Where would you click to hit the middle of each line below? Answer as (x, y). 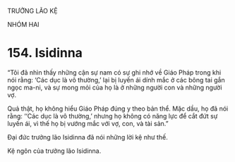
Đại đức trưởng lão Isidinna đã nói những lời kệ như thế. (88, 137)
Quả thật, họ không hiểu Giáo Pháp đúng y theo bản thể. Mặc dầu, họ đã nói (118, 108)
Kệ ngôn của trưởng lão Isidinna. (54, 151)
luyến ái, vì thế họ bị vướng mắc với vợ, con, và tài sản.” (88, 123)
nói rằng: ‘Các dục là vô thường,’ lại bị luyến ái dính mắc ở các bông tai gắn (116, 80)
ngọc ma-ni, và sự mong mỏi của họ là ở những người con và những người (115, 87)
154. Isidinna (45, 53)
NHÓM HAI (24, 24)
